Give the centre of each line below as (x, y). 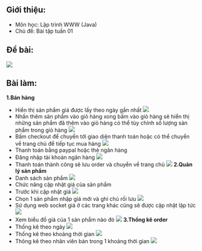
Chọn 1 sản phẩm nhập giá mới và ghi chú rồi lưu (75, 199)
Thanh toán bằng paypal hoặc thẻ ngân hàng (71, 150)
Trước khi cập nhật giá (43, 192)
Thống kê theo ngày (40, 227)
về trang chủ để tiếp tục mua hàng (58, 144)
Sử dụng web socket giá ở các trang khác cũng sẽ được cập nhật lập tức (106, 206)
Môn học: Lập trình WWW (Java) (56, 24)
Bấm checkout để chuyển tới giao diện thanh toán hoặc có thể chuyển (102, 137)
